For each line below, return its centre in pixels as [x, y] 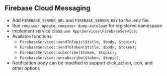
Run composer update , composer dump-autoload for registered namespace [87, 25]
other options [26, 68]
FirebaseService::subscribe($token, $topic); [68, 52]
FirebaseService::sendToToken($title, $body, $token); [78, 47]
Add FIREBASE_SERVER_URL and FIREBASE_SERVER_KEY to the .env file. [81, 20]
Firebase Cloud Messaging [48, 8]
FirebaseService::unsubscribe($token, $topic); [70, 58]
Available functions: [32, 36]
